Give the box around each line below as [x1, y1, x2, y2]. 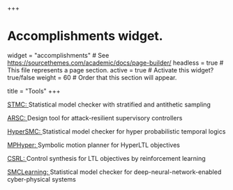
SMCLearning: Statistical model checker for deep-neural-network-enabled [7, 168, 222, 176]
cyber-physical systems [7, 175, 77, 183]
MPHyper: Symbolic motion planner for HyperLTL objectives [7, 141, 180, 149]
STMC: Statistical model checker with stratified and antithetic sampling [7, 100, 211, 109]
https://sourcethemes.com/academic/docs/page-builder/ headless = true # [7, 58, 224, 67]
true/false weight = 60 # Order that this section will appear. [7, 73, 177, 81]
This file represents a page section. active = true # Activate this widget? [7, 65, 214, 74]
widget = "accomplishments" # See [7, 51, 110, 59]
